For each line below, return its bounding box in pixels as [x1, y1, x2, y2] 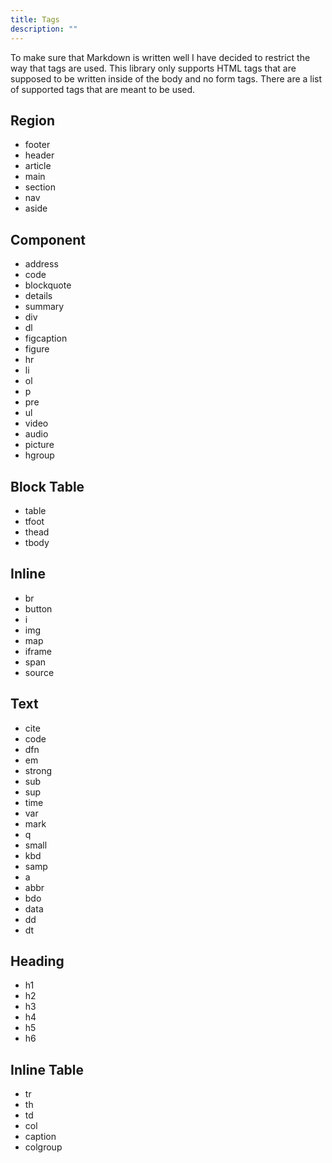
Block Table [10, 478, 85, 495]
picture [24, 439, 55, 451]
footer [24, 139, 51, 151]
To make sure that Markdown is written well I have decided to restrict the [10, 51, 311, 63]
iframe [24, 645, 52, 657]
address [24, 258, 59, 270]
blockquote [24, 279, 72, 291]
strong [24, 764, 53, 776]
